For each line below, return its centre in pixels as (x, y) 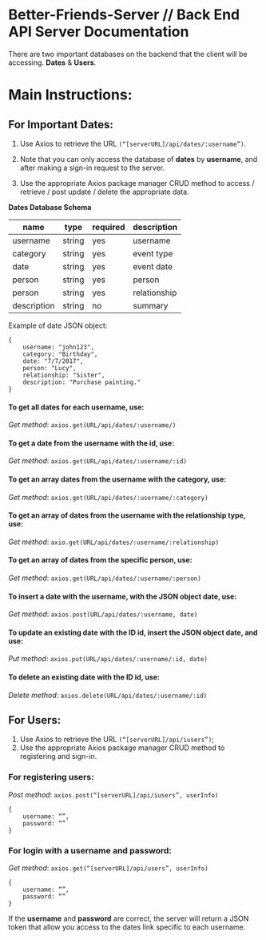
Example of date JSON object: (58, 325)
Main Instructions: (71, 95)
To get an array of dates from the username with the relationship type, (127, 515)
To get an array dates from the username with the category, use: (117, 479)
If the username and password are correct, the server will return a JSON (129, 918)
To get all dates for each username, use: (76, 407)
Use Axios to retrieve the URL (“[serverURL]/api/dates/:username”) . (133, 143)
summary (151, 305)
